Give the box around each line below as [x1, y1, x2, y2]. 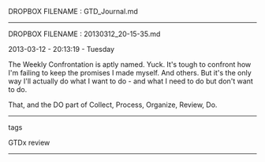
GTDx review [8, 138, 50, 147]
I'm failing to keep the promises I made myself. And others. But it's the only [8, 68, 252, 77]
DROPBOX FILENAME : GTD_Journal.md [8, 7, 138, 16]
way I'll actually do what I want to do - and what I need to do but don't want [8, 76, 254, 86]
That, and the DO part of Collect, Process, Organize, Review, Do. [8, 100, 218, 109]
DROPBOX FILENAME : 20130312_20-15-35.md [8, 29, 161, 39]
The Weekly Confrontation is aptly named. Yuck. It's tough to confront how [8, 60, 252, 69]
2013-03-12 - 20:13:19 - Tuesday [8, 45, 115, 53]
